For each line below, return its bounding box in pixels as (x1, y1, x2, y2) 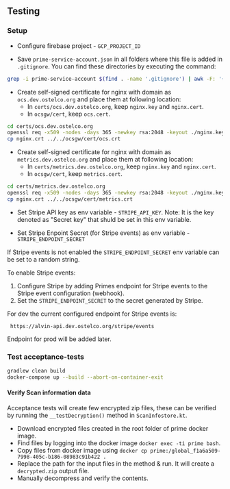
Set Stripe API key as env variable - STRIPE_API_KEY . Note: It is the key (16, 208, 214, 216)
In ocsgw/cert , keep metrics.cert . (27, 170, 123, 178)
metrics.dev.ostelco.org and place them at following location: (16, 155, 194, 164)
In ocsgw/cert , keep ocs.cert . (27, 110, 111, 118)
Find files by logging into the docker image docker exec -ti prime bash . (16, 439, 221, 447)
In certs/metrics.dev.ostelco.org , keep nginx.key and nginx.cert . (27, 162, 217, 171)
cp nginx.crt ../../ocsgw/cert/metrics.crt (7, 195, 133, 203)
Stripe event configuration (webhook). (16, 289, 125, 297)
